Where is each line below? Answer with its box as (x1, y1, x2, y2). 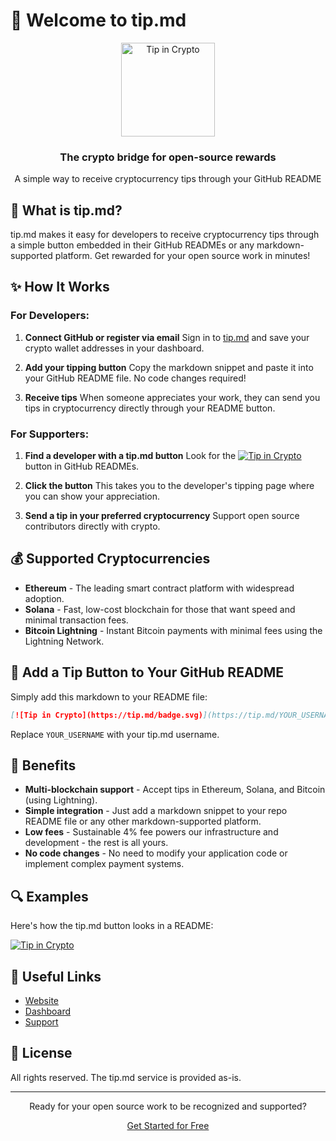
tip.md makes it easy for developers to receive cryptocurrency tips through (10, 229, 320, 241)
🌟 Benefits (10, 757, 77, 774)
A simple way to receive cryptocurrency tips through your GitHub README (14, 173, 322, 185)
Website (24, 994, 60, 1006)
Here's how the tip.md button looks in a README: (10, 920, 214, 932)
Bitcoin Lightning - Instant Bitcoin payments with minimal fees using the (24, 624, 323, 636)
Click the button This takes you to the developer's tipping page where (24, 480, 315, 492)
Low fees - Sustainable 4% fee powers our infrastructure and (24, 826, 279, 838)
